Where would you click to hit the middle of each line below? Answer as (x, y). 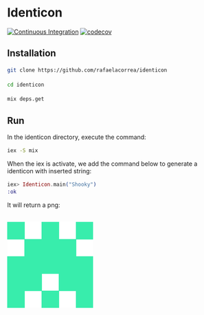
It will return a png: (34, 205)
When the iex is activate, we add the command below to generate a (102, 164)
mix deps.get (26, 99)
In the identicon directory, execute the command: (77, 137)
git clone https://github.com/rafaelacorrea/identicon (87, 70)
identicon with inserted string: (49, 171)
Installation (32, 53)
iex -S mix (23, 150)
